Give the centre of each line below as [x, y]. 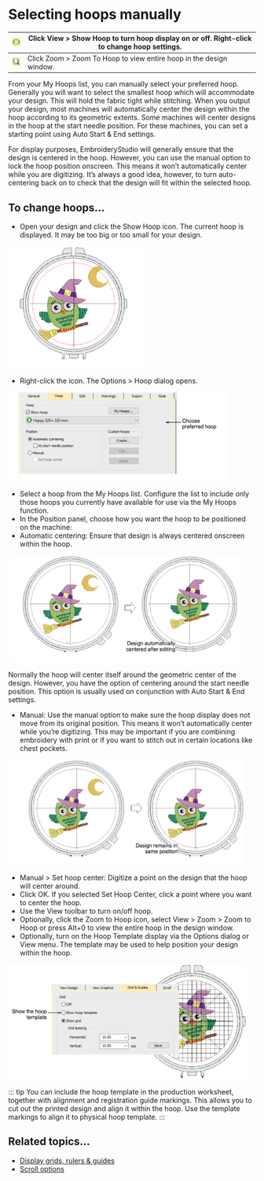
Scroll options [42, 1168]
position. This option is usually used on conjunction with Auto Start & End [126, 691]
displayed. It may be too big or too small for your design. [111, 235]
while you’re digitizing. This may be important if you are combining [127, 732]
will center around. [50, 886]
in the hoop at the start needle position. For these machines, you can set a [128, 126]
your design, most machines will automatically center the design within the [129, 109]
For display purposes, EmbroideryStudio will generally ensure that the [121, 149]
